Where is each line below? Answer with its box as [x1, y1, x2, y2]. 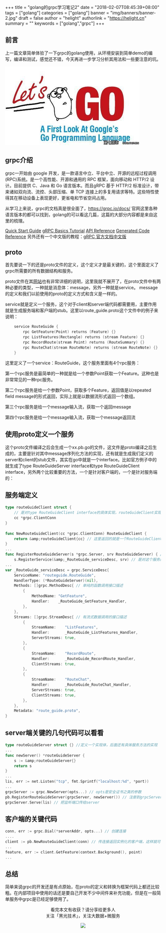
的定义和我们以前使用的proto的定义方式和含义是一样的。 [5, 291, 120, 297]
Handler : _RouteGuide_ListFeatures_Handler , [31, 630, 138, 635]
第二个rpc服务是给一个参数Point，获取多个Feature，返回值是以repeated [5, 387, 152, 393]
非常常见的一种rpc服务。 [5, 376, 56, 382]
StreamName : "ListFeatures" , [31, 625, 98, 630]
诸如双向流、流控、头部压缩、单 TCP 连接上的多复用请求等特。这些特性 [9, 188, 155, 194]
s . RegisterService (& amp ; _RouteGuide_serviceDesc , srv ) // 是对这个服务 [14, 557, 160, 562]
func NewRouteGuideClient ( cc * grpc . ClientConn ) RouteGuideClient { [5, 531, 147, 536]
